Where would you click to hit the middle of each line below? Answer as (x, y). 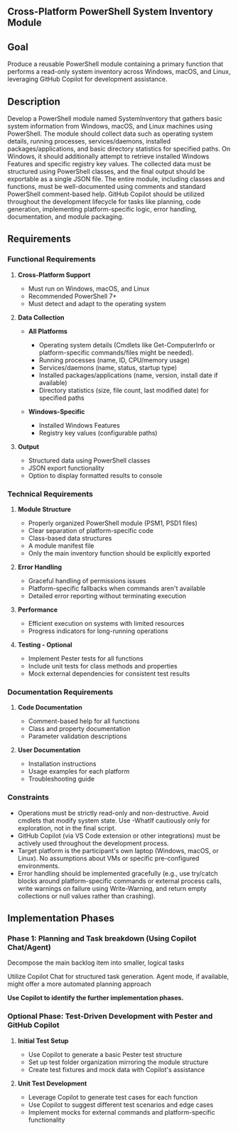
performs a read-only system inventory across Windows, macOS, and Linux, (119, 72)
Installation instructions (62, 764)
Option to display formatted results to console (95, 475)
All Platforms (48, 331)
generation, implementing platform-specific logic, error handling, (102, 210)
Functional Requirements (52, 259)
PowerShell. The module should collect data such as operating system (110, 134)
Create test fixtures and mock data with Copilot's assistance (117, 1069)
